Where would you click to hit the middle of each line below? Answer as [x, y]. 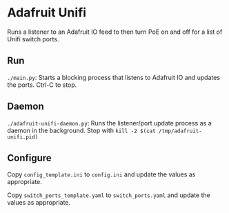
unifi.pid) [23, 137]
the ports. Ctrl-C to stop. [42, 85]
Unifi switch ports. [33, 39]
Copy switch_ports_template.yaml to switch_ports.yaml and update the [109, 195]
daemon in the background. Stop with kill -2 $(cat [82, 130]
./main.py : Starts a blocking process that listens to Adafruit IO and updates [114, 77]
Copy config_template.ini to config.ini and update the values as [101, 174]
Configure [29, 158]
